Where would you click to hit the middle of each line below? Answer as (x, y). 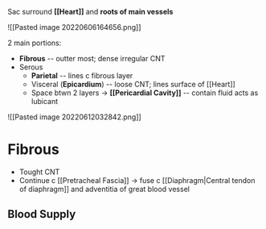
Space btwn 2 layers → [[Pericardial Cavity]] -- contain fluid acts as (145, 93)
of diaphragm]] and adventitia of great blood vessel (104, 189)
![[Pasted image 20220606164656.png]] (74, 27)
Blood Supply (42, 214)
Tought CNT (39, 172)
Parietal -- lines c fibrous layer (82, 75)
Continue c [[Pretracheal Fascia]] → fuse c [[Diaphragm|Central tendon (137, 180)
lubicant (45, 101)
